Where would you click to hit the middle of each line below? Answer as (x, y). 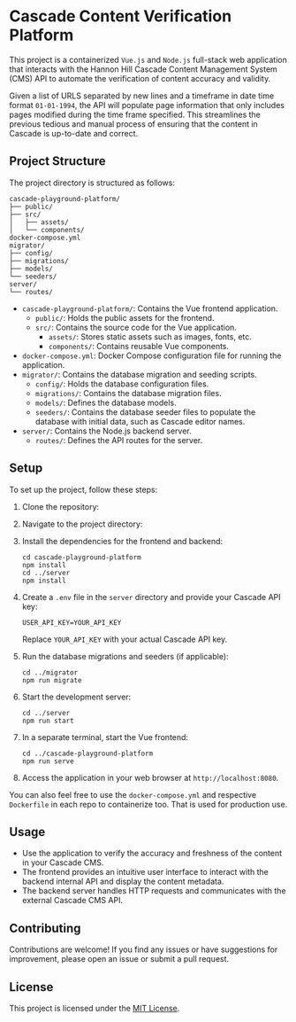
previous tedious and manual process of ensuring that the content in (133, 124)
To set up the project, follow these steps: (83, 489)
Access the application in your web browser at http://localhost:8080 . (150, 777)
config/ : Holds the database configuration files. (122, 384)
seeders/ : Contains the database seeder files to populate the (145, 412)
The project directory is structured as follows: (92, 183)
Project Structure (57, 161)
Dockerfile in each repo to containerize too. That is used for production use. (148, 804)
